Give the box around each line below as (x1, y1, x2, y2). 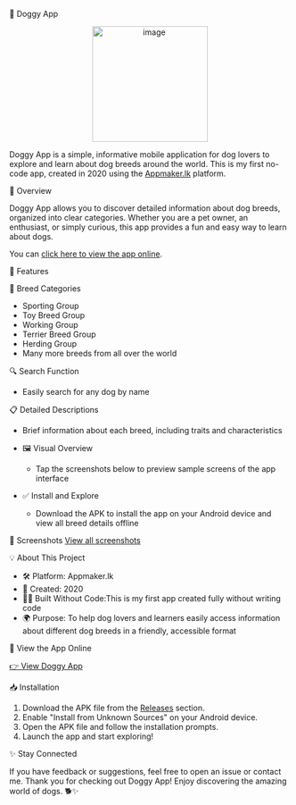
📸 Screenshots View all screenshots (9, 535, 141, 545)
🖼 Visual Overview (21, 443, 94, 453)
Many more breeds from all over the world (21, 348, 177, 358)
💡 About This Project (9, 552, 86, 563)
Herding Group (21, 339, 78, 348)
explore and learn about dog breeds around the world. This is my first (9, 159, 265, 169)
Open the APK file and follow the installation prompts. (21, 722, 218, 732)
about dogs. (9, 231, 53, 241)
